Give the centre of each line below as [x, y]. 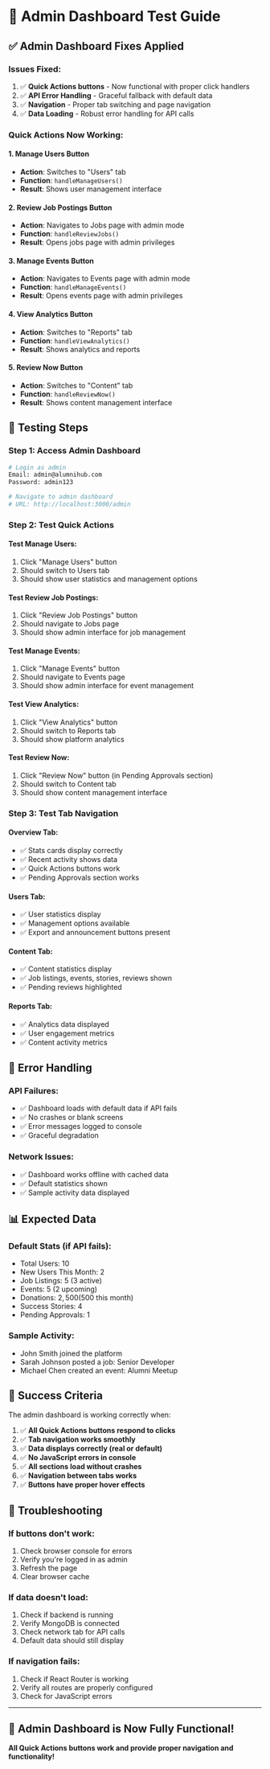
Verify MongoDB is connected [70, 1623]
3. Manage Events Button [51, 261]
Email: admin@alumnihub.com [55, 475]
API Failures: [33, 1090]
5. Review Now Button [46, 367]
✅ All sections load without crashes [81, 1467]
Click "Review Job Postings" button [79, 615]
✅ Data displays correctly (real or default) [91, 1449]
